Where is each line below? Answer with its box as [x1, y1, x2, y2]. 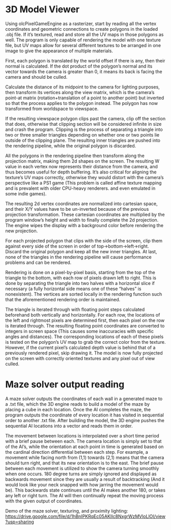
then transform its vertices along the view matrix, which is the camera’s [5, 89, 155, 95]
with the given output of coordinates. [5, 498, 83, 504]
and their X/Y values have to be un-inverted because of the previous [5, 206, 149, 212]
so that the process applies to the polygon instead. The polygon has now [5, 100, 158, 106]
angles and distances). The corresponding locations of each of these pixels [5, 334, 164, 340]
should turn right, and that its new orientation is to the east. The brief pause [5, 459, 164, 466]
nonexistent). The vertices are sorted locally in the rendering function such [5, 291, 162, 297]
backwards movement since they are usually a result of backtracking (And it [5, 476, 165, 482]
